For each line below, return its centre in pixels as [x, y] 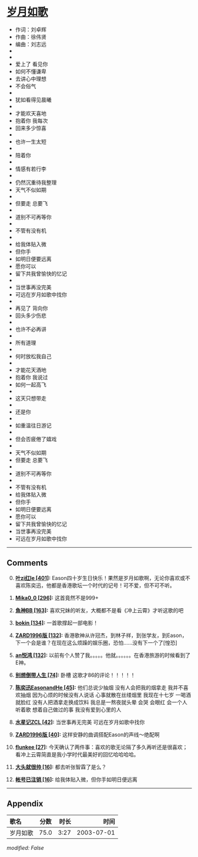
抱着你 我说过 [31, 377]
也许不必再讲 [31, 329]
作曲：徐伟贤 [31, 36]
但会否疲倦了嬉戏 [36, 439]
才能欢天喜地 [31, 113]
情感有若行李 [31, 169]
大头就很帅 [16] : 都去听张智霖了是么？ [61, 767]
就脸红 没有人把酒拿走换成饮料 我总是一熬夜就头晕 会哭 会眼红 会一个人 [101, 702]
